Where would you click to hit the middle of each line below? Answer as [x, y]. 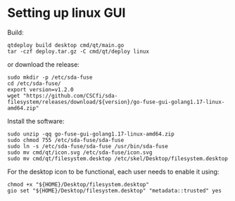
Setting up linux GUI [66, 13]
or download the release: [43, 64]
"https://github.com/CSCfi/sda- [70, 96]
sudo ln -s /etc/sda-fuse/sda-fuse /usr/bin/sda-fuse [88, 146]
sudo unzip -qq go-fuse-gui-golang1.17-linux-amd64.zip [91, 134]
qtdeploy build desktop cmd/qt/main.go [66, 45]
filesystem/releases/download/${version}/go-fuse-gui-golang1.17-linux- [116, 102]
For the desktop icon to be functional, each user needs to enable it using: [113, 171]
